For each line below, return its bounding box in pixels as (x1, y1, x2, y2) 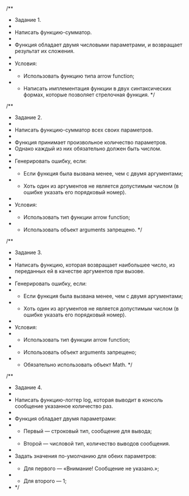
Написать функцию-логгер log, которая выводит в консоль (14, 396, 163, 403)
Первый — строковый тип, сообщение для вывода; (23, 428, 153, 434)
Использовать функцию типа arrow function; (23, 73, 135, 79)
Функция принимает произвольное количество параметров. (14, 139, 167, 146)
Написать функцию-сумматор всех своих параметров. (14, 126, 153, 133)
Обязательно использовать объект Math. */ (23, 361, 133, 368)
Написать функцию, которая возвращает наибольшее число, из (14, 261, 175, 268)
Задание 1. (14, 16, 42, 23)
